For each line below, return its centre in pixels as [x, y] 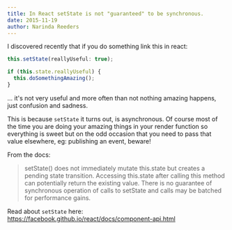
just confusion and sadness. [48, 105]
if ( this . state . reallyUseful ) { [54, 72]
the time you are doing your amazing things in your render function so [108, 126]
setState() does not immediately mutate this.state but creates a [115, 168]
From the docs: [29, 155]
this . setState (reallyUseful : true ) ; [60, 59]
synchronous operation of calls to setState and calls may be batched [123, 190]
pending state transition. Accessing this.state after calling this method [124, 176]
